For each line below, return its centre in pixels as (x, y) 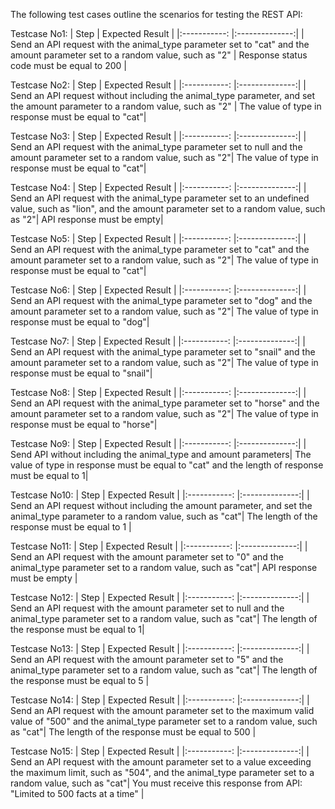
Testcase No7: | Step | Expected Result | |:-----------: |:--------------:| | (158, 341)
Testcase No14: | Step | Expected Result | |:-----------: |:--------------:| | (160, 700)
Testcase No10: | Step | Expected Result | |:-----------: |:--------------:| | (160, 495)
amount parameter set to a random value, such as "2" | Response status (159, 55)
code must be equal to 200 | (68, 65)
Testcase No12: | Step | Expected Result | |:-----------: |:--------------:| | (160, 597)
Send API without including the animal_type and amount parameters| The (161, 454)
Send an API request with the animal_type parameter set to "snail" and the (163, 352)
